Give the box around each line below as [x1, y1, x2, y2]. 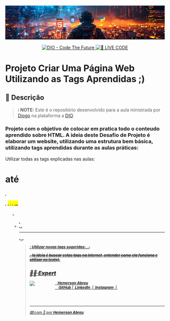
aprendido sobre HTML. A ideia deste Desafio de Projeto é [5, 132, 150, 139]
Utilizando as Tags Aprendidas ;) [5, 73, 145, 85]
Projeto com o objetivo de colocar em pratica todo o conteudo [5, 125, 160, 132]
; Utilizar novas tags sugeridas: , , [29, 245, 90, 250]
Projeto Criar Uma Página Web [5, 62, 135, 74]
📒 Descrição [5, 93, 45, 102]
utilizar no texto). [29, 257, 61, 262]
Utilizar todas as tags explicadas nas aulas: [5, 155, 95, 162]
